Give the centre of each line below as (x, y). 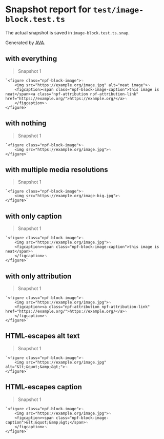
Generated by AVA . (25, 43)
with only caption (34, 216)
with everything (31, 59)
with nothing (26, 123)
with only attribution (38, 276)
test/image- (118, 10)
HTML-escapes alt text (43, 336)
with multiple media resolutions (57, 170)
